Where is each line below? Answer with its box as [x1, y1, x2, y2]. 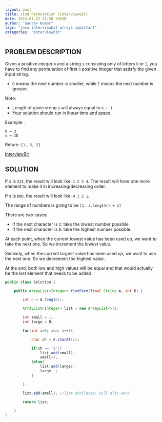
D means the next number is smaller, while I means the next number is [12, 80, 154, 86]
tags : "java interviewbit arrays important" [5, 25, 97, 30]
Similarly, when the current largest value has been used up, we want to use [5, 250, 156, 256]
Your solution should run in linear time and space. [12, 110, 112, 116]
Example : [5, 119, 25, 125]
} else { [31, 360, 45, 364]
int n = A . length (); [22, 297, 64, 302]
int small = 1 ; [22, 315, 54, 320]
